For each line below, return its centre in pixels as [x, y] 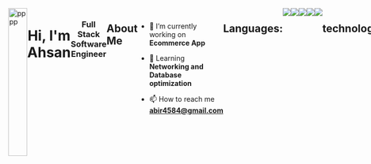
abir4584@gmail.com [186, 110]
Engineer [89, 54]
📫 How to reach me [182, 99]
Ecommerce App [178, 43]
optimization [170, 83]
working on [168, 34]
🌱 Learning [167, 58]
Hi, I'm [49, 36]
